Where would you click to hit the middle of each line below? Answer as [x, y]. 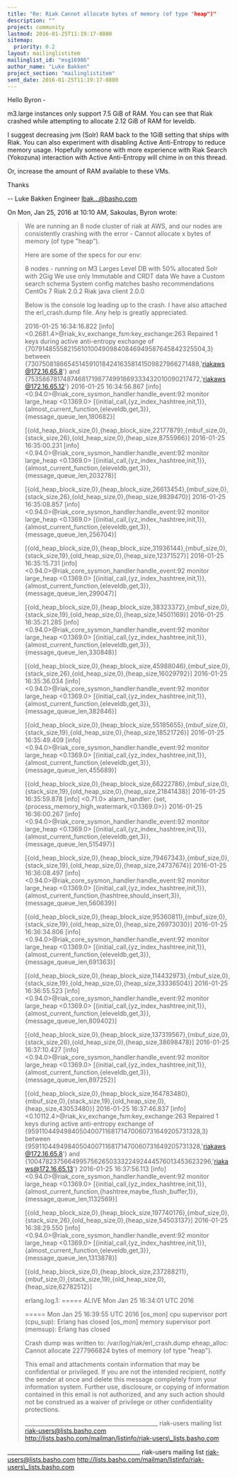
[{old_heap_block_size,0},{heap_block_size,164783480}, [107, 1094]
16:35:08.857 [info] [52, 505]
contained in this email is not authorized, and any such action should [125, 1394]
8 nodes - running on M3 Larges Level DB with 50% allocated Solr [121, 269]
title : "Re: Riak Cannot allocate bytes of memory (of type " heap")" [112, 14]
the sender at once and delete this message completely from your [121, 1379]
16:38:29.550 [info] [52, 1228]
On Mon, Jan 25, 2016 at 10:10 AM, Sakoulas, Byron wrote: [92, 213]
